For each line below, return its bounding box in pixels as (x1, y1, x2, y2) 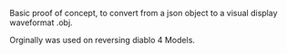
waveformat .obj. (9, 17, 73, 28)
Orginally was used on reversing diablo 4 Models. (9, 35, 196, 45)
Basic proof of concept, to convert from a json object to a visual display (9, 8, 278, 18)
